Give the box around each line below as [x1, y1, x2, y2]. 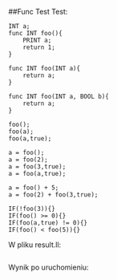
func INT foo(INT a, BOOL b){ [8, 92, 110, 100]
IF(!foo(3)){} [8, 205, 56, 213]
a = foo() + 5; [8, 184, 59, 192]
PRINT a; [22, 36, 52, 44]
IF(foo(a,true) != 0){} [8, 219, 88, 227]
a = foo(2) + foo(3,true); [8, 191, 99, 199]
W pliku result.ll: [8, 240, 62, 250]
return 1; [22, 43, 56, 51]
